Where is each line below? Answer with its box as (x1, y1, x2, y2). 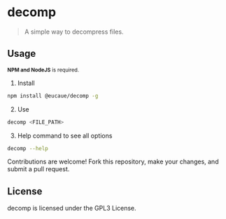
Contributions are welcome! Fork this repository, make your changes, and (7, 157, 219, 166)
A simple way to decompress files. (24, 27, 124, 36)
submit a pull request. (7, 165, 70, 173)
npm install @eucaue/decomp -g (7, 92, 99, 99)
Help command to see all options (17, 131, 113, 140)
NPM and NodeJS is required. (7, 66, 79, 74)
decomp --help (7, 145, 49, 152)
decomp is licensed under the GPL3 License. (7, 204, 136, 213)
